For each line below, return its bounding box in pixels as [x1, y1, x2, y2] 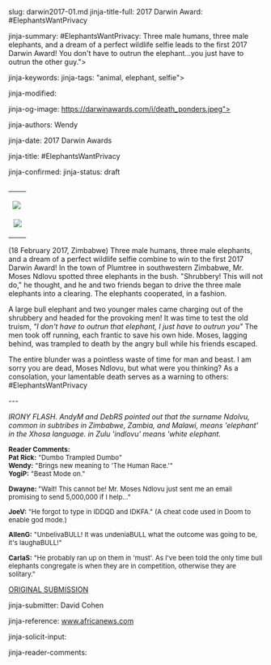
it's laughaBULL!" [8, 538, 62, 547]
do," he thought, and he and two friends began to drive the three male [8, 280, 241, 290]
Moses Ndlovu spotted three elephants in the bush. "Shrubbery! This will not [8, 272, 264, 281]
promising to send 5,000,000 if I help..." [8, 492, 131, 501]
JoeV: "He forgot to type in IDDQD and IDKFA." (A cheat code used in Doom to [8, 507, 252, 516]
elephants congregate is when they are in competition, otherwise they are [8, 561, 236, 570]
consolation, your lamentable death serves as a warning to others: [8, 372, 229, 381]
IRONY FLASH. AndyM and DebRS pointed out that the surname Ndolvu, [8, 412, 251, 421]
